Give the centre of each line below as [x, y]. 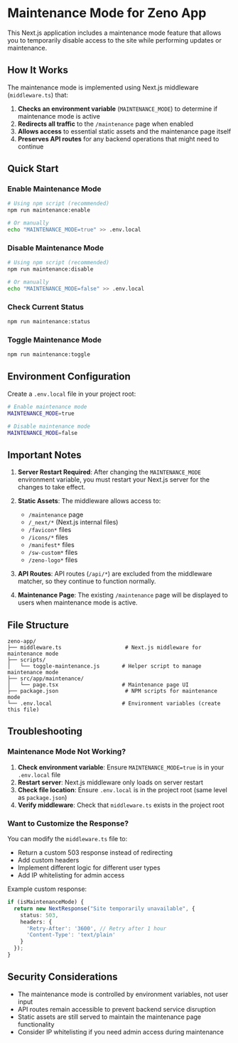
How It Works [38, 70]
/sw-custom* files [53, 553]
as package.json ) [42, 797]
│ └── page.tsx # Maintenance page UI [98, 685]
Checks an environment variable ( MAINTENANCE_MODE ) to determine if [118, 109]
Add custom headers [48, 860]
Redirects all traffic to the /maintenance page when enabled [106, 124]
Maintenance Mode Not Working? [67, 752]
